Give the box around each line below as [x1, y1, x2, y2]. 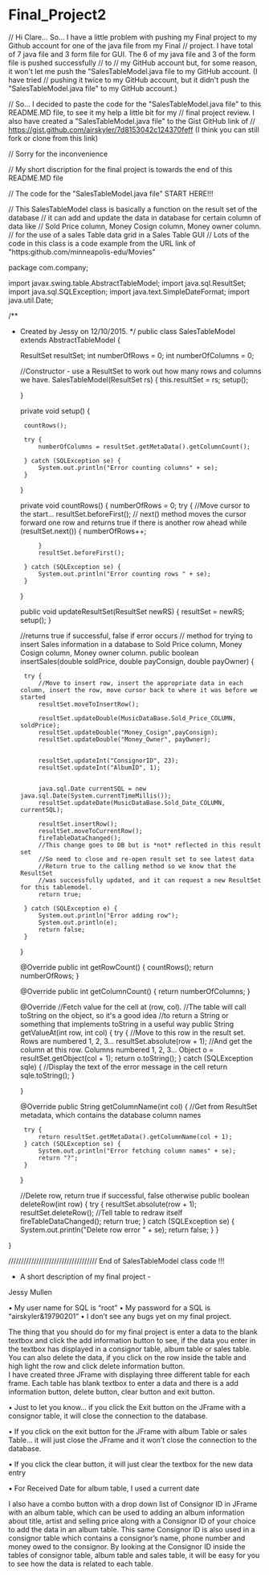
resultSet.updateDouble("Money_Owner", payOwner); [38, 735, 211, 744]
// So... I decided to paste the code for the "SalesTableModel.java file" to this [8, 99, 262, 109]
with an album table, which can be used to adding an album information [8, 1507, 245, 1517]
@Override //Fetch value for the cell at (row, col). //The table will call [19, 1002, 247, 1012]
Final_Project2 [8, 6, 107, 24]
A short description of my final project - [19, 1272, 151, 1281]
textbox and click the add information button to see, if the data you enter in [8, 1335, 256, 1345]
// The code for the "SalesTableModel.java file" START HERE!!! [8, 188, 214, 198]
